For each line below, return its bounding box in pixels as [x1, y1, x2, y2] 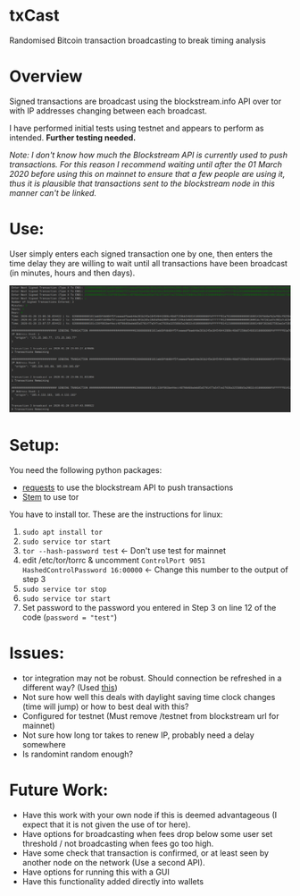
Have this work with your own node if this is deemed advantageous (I [21, 809, 278, 820]
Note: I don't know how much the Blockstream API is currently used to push [9, 149, 288, 160]
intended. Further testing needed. [9, 131, 137, 143]
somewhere [21, 739, 66, 749]
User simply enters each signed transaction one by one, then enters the [9, 248, 273, 259]
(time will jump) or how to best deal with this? [21, 701, 189, 712]
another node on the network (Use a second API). [21, 857, 205, 867]
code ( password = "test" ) [21, 612, 118, 622]
